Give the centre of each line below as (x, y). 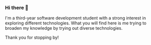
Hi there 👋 (17, 8)
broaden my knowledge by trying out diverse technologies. (64, 28)
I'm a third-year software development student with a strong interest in (75, 18)
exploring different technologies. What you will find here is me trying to (76, 23)
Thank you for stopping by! (32, 37)
